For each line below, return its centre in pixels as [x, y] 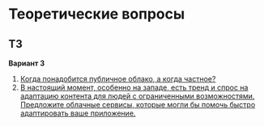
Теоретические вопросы [97, 14]
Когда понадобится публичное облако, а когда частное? [118, 79]
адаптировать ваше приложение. [78, 113]
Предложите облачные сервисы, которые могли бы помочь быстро [138, 105]
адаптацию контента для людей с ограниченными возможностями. [137, 96]
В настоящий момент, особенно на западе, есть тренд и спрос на [134, 87]
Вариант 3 [27, 63]
